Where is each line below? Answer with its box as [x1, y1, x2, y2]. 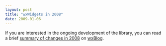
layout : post [5, 7, 32, 12]
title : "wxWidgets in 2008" [5, 12, 64, 17]
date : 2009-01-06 [5, 16, 41, 21]
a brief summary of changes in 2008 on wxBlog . [5, 35, 104, 41]
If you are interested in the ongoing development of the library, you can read [5, 30, 162, 36]
